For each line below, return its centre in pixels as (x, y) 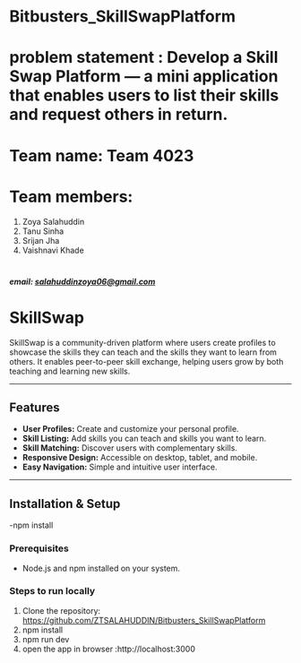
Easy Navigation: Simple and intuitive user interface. (120, 467)
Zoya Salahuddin (53, 221)
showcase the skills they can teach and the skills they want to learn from (143, 352)
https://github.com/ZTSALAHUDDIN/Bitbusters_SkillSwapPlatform (144, 620)
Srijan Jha (41, 240)
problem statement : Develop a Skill (144, 58)
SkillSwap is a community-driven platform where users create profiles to (142, 342)
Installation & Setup (65, 504)
